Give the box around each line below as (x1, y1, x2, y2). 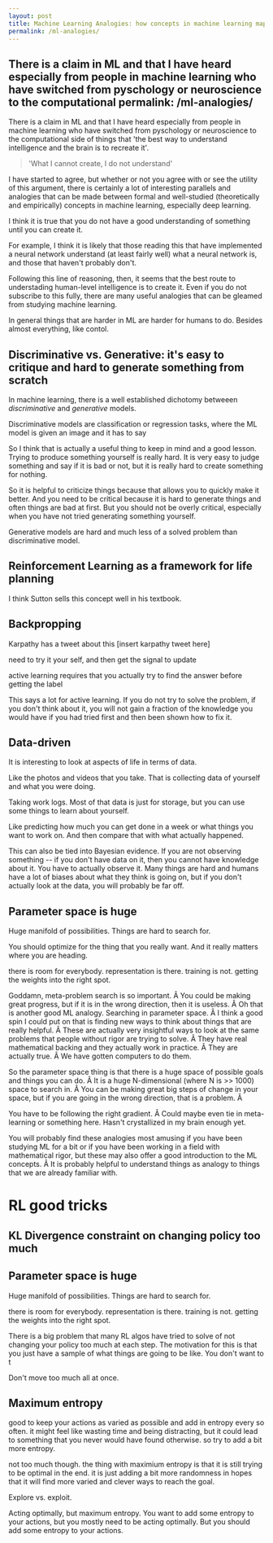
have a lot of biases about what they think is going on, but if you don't (8, 872, 242, 882)
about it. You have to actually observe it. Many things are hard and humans (8, 864, 259, 874)
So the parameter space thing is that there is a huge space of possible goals (8, 1067, 264, 1077)
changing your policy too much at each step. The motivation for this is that (8, 1339, 258, 1349)
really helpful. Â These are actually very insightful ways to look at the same (8, 1025, 260, 1035)
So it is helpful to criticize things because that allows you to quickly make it (8, 485, 260, 495)
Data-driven (8, 736, 71, 750)
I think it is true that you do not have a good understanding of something (8, 217, 250, 226)
